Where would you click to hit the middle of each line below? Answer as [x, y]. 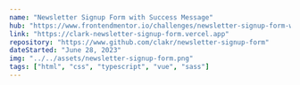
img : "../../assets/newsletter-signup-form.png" [101, 58]
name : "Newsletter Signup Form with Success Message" [112, 17]
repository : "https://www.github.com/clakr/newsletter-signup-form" [139, 42]
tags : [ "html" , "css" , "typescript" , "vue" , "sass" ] [109, 67]
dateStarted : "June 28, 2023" [66, 50]
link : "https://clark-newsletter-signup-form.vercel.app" [119, 34]
